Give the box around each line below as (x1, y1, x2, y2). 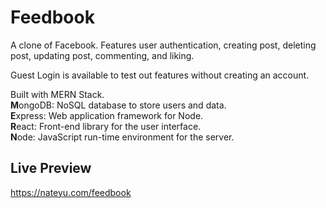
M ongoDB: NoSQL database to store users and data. (10, 99, 227, 111)
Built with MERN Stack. (10, 88, 105, 100)
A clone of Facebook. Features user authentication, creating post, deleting (10, 39, 317, 51)
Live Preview (10, 160, 92, 177)
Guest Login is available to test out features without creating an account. (10, 69, 310, 81)
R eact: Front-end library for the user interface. (10, 120, 202, 132)
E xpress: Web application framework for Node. (10, 109, 204, 121)
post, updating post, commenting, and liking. (10, 49, 195, 61)
